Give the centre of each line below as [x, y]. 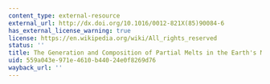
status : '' [27, 46]
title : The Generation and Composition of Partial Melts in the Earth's [133, 53]
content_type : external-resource [64, 16]
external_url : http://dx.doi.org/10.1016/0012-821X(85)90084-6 [117, 23]
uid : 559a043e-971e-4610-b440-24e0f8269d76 [82, 61]
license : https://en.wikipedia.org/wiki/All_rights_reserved [113, 38]
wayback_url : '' [35, 68]
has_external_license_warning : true [70, 30]
